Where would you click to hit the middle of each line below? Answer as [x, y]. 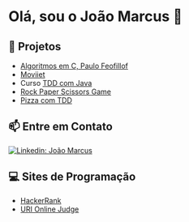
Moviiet [32, 75]
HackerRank [41, 200]
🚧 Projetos [35, 47]
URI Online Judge [49, 209]
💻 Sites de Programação [72, 177]
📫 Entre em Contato [61, 127]
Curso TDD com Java [56, 83]
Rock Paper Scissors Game [66, 92]
